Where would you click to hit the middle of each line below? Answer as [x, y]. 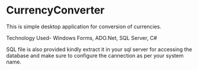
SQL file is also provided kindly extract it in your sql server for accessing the [99, 49]
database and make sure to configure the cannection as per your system [95, 55]
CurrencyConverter [55, 10]
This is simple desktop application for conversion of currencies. [84, 26]
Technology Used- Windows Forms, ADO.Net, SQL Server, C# [82, 38]
